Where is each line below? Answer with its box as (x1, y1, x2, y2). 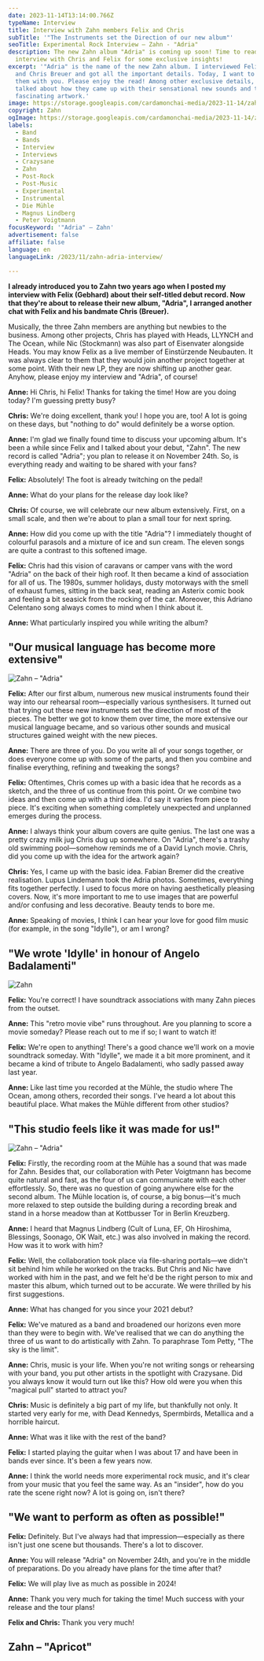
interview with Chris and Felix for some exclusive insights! (15, 56, 223, 64)
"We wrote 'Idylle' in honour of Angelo (8, 947, 200, 960)
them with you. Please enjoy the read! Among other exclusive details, (15, 77, 255, 85)
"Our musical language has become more (8, 640, 216, 654)
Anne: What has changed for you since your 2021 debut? (8, 1304, 194, 1314)
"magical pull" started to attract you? (8, 1385, 127, 1394)
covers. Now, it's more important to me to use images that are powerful (8, 892, 239, 902)
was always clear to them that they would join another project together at (8, 355, 245, 364)
